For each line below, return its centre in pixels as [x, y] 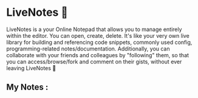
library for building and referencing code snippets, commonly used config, [99, 42]
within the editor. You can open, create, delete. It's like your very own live [98, 35]
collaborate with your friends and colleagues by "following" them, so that [98, 55]
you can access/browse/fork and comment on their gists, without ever [94, 61]
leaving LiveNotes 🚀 [31, 68]
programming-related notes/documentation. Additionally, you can [88, 49]
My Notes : [27, 87]
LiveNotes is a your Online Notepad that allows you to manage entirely [94, 29]
